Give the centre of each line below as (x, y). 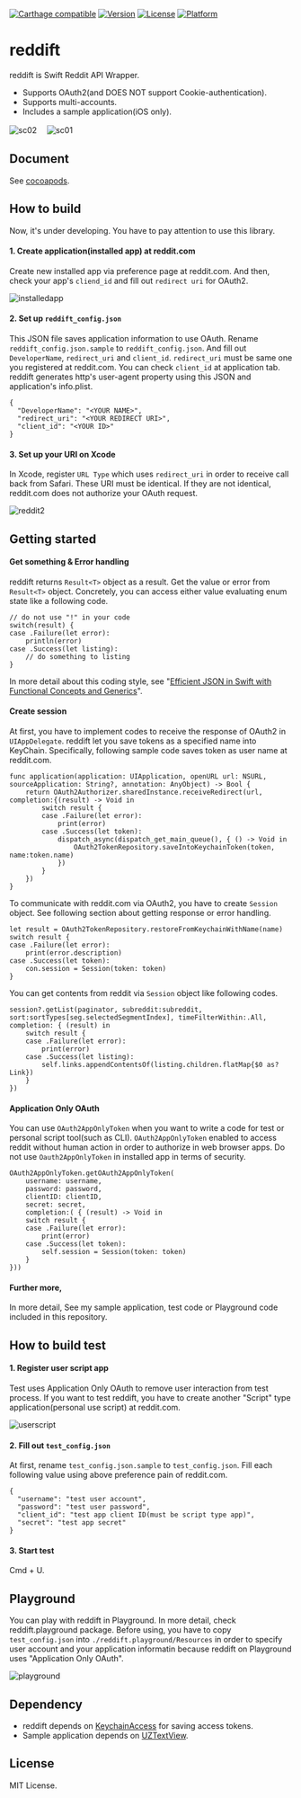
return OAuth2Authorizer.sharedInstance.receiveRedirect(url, (144, 792)
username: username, (64, 1181)
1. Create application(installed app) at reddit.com (102, 251)
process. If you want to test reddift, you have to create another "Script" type (150, 1397)
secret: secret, (56, 1205)
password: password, (64, 1189)
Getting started (53, 539)
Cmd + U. (27, 1571)
